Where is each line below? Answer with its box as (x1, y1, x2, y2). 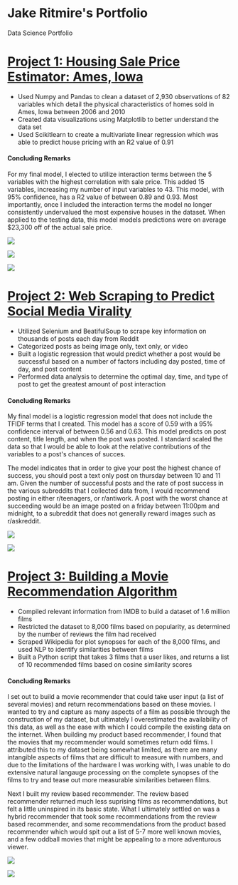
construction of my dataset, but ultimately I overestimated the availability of (7, 715, 228, 724)
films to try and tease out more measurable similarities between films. (7, 776, 212, 784)
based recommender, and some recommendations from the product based (7, 820, 226, 829)
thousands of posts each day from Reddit (17, 334, 139, 343)
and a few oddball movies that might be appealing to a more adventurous (7, 835, 222, 844)
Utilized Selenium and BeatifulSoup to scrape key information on (17, 327, 207, 336)
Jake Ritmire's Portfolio (7, 5, 148, 21)
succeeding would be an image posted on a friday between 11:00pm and (7, 501, 220, 511)
